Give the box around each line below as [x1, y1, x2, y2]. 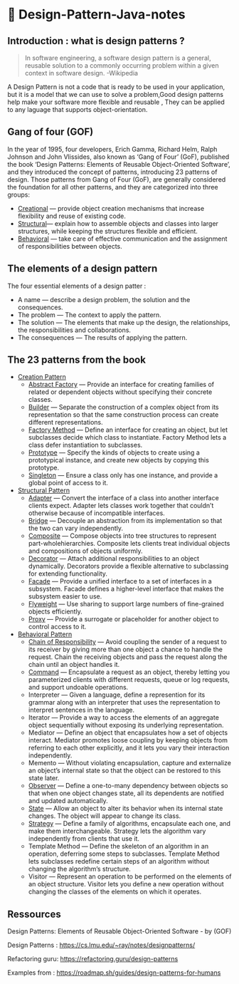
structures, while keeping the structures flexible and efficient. [17, 227, 198, 235]
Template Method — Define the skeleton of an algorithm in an [28, 842, 208, 851]
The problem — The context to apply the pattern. [17, 310, 161, 319]
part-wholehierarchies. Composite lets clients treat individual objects [28, 539, 230, 548]
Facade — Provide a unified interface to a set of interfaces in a [28, 577, 212, 586]
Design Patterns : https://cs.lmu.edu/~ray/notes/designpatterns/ [7, 941, 196, 950]
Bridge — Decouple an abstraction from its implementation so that [28, 517, 223, 525]
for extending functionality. [28, 569, 108, 578]
